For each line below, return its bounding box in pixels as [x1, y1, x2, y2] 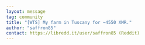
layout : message [6, 8, 46, 15]
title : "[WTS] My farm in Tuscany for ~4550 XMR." [6, 19, 132, 25]
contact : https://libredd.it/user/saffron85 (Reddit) [6, 30, 140, 36]
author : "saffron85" [6, 25, 57, 31]
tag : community [6, 14, 43, 20]
